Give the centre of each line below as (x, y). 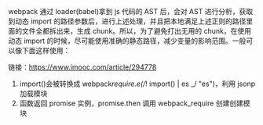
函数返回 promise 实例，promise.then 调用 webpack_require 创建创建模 (135, 103)
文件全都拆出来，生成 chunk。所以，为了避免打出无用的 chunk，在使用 (136, 31)
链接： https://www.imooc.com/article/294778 (82, 67)
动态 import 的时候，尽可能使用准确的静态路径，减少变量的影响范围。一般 (127, 41)
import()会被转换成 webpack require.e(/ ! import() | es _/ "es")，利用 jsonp (137, 84)
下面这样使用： (46, 50)
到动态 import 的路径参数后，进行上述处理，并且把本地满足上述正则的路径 (127, 21)
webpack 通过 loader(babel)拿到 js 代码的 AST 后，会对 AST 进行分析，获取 (131, 11)
